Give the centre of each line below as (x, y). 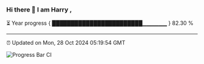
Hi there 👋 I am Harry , (39, 10)
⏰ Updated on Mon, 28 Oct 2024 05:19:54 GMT (66, 43)
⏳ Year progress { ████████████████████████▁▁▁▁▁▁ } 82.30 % (100, 23)
